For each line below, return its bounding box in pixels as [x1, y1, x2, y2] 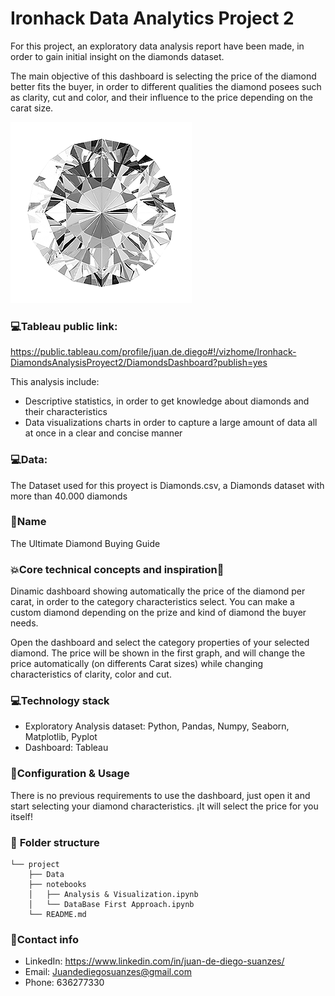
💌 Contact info [10, 932, 79, 946]
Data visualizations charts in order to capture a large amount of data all [24, 417, 318, 429]
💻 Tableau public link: [10, 319, 118, 333]
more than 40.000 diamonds [10, 490, 128, 502]
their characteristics [24, 406, 108, 418]
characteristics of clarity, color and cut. [10, 668, 172, 681]
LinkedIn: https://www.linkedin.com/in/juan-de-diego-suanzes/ [24, 955, 285, 967]
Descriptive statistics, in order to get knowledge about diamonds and [24, 395, 310, 407]
